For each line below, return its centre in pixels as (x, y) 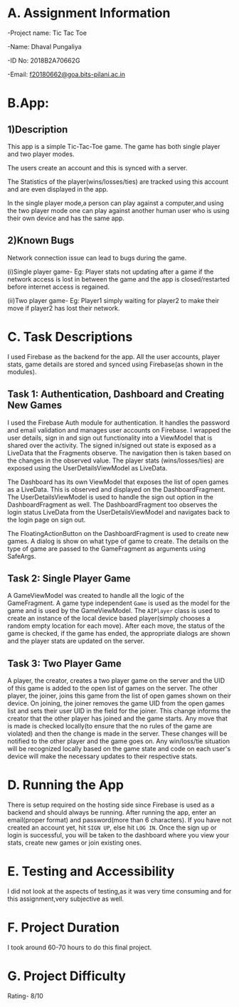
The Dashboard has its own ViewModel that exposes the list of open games (118, 482)
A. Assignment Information (89, 13)
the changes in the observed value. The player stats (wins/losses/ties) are (116, 460)
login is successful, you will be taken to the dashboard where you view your (118, 835)
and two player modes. (41, 154)
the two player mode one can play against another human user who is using (118, 210)
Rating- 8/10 (26, 996)
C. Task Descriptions (70, 337)
